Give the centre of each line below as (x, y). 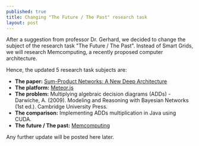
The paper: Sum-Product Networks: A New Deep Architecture (91, 81)
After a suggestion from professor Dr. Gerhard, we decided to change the (96, 40)
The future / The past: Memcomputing (62, 126)
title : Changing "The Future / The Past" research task (77, 17)
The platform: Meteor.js (44, 88)
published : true (26, 12)
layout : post (22, 23)
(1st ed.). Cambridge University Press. (61, 107)
